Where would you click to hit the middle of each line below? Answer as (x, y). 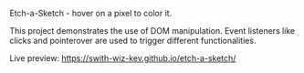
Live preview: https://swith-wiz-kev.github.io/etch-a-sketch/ (123, 58)
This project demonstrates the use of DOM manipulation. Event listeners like (152, 31)
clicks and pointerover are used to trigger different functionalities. (133, 41)
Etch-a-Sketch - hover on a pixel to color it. (91, 13)
